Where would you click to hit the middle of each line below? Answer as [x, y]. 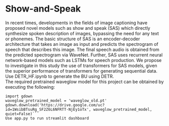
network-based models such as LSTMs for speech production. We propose [83, 60]
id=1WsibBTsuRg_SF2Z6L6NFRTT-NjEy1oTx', [48, 109]
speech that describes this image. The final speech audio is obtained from [82, 49]
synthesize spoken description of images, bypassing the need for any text [82, 33]
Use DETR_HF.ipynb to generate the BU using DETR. [60, 76]
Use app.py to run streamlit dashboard [47, 118]
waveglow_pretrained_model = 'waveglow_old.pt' [56, 101]
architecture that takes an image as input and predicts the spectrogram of [82, 44]
